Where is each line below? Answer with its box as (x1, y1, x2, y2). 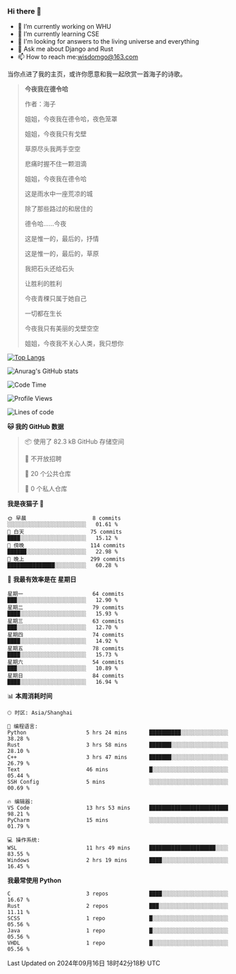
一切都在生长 (24, 309, 62, 318)
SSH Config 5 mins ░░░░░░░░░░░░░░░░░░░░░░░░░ (7, 778, 229, 786)
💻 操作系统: (7, 837, 41, 844)
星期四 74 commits (7, 632, 125, 639)
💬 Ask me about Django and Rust (17, 45, 114, 54)
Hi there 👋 (7, 6, 42, 16)
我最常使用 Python (7, 876, 62, 885)
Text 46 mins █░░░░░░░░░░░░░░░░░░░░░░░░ (7, 766, 229, 773)
